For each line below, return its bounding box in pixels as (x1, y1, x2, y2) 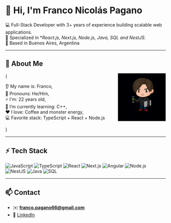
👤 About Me (5, 60, 43, 68)
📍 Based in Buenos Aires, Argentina (5, 40, 80, 46)
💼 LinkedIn (12, 212, 35, 218)
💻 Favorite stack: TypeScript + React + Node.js (5, 115, 105, 121)
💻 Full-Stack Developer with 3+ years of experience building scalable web (5, 21, 162, 27)
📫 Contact (5, 188, 41, 197)
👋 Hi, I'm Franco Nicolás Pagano (5, 5, 142, 16)
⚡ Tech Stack (5, 147, 48, 155)
